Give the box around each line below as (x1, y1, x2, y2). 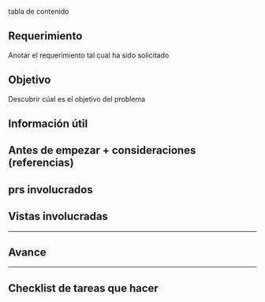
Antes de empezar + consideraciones (8, 144, 196, 157)
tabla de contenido (8, 7, 69, 16)
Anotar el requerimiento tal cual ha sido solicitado (8, 50, 170, 60)
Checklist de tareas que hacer (8, 281, 159, 295)
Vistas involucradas (8, 210, 109, 223)
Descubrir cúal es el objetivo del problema (8, 94, 146, 103)
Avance (8, 246, 47, 259)
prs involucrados (8, 183, 93, 196)
